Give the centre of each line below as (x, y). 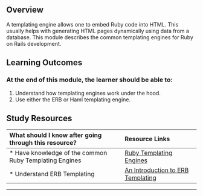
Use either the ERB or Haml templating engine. (73, 100)
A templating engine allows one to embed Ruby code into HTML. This (92, 24)
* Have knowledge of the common (58, 153)
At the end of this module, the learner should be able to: (90, 80)
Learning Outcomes (44, 63)
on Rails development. (34, 43)
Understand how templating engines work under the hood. (88, 93)
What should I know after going (56, 135)
